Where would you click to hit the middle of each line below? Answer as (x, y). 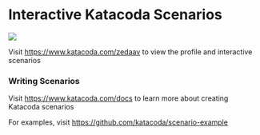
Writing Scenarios (44, 81)
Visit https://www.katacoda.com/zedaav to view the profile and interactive (130, 52)
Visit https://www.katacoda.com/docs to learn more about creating (118, 98)
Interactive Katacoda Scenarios (115, 15)
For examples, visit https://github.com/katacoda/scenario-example (118, 122)
